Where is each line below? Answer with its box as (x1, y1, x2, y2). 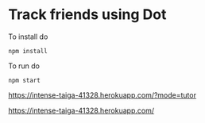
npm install (8, 47, 48, 55)
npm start (8, 76, 41, 84)
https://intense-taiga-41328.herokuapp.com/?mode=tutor (8, 90, 197, 100)
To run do (8, 61, 40, 71)
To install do (8, 32, 48, 41)
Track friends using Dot (8, 6, 167, 24)
